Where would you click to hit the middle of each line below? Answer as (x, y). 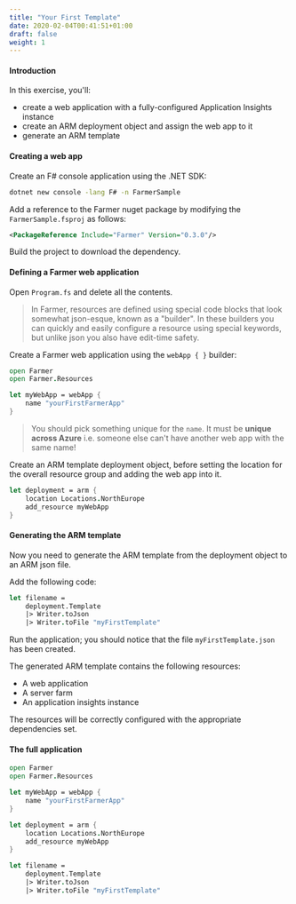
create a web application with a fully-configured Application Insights (147, 107)
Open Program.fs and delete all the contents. (91, 292)
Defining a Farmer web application (74, 272)
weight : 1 (28, 42)
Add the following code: (53, 582)
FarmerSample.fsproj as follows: (68, 218)
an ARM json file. (40, 564)
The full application (46, 749)
